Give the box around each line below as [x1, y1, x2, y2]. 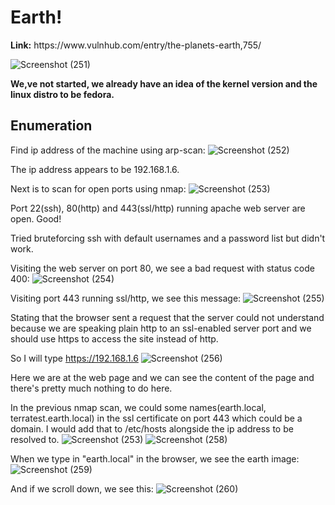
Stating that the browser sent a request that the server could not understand [10, 311, 325, 323]
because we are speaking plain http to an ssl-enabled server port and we [10, 322, 312, 334]
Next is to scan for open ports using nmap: [10, 182, 187, 195]
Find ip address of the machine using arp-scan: [10, 144, 206, 156]
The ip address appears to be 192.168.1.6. [10, 163, 180, 175]
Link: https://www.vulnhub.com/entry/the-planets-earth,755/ [10, 39, 262, 51]
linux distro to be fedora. [10, 88, 115, 100]
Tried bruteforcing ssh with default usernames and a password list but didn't [10, 232, 326, 244]
